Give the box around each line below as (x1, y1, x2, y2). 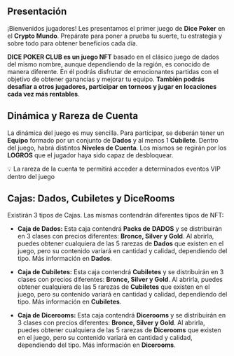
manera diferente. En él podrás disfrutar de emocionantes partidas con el (7, 67, 219, 76)
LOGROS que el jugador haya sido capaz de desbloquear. (7, 150, 174, 159)
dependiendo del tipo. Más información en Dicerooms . (17, 341, 177, 349)
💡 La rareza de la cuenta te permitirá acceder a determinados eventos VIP (7, 164, 221, 173)
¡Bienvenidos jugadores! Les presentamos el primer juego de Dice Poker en (7, 24, 226, 32)
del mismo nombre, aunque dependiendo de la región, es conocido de (7, 59, 210, 69)
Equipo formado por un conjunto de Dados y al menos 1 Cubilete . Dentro (7, 136, 219, 144)
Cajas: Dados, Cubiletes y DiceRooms (7, 192, 175, 205)
